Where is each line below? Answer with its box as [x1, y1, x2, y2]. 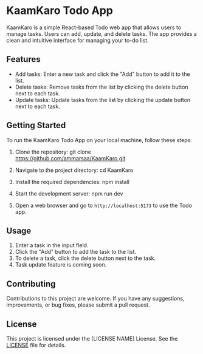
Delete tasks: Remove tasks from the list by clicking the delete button [15, 83, 188, 90]
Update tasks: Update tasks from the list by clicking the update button [15, 96, 191, 103]
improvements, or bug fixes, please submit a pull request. [6, 301, 150, 308]
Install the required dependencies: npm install [15, 178, 129, 185]
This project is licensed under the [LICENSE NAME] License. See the [6, 335, 178, 342]
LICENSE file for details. [6, 341, 66, 349]
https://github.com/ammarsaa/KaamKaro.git [15, 154, 126, 162]
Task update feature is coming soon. [15, 261, 107, 268]
